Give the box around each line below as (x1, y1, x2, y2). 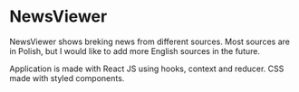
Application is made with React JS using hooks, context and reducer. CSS (9, 63, 285, 74)
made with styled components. (9, 72, 125, 83)
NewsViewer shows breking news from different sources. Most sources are (9, 36, 290, 47)
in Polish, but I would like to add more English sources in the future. (9, 45, 261, 56)
